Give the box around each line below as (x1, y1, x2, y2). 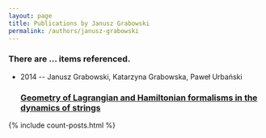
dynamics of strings (19, 102, 101, 113)
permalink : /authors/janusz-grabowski (8, 27, 139, 35)
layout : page (8, 11, 53, 20)
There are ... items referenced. (8, 53, 131, 65)
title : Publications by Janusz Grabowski (8, 19, 150, 27)
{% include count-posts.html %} (8, 120, 116, 130)
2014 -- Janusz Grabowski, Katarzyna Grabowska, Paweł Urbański (19, 72, 243, 82)
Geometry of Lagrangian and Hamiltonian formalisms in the (19, 92, 258, 103)
